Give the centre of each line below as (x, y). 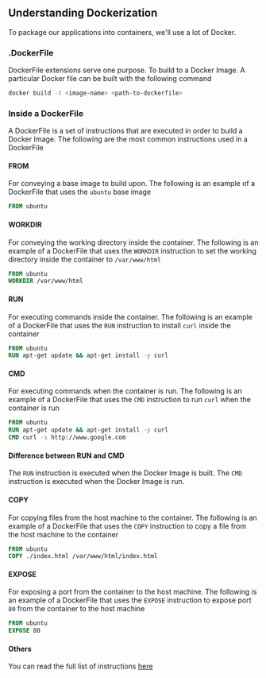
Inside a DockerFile (46, 113)
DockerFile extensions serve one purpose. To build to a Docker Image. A (127, 70)
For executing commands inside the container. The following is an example (130, 316)
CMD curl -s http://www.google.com (67, 438)
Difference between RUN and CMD (66, 455)
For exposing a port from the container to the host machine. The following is (133, 592)
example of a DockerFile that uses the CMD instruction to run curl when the (130, 400)
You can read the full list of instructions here (81, 666)
